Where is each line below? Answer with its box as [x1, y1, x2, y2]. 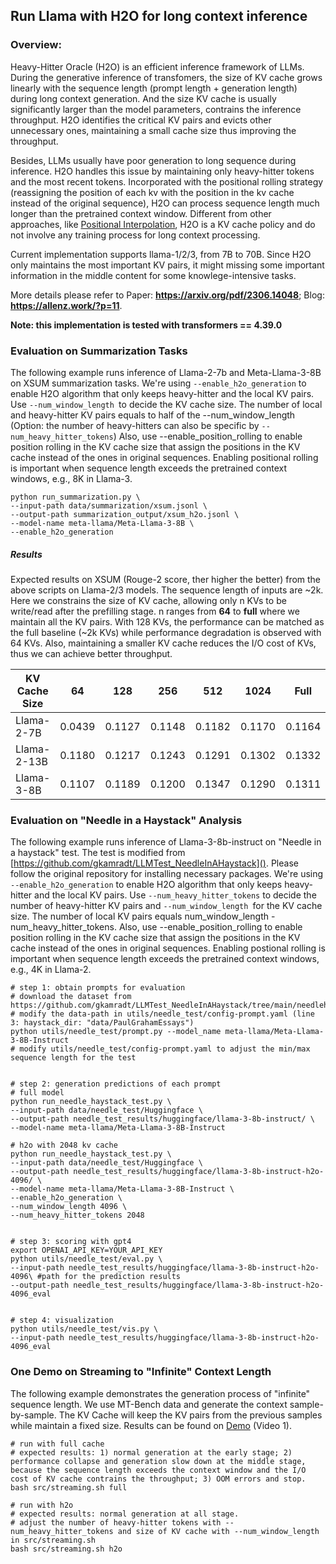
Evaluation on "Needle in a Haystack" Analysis [10, 813, 243, 827]
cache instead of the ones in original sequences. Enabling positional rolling [10, 451, 319, 463]
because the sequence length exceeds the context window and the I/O [10, 1465, 307, 1475]
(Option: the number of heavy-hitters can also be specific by [10, 419, 260, 431]
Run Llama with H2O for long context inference [10, 8, 308, 25]
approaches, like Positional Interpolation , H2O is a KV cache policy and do [10, 218, 316, 230]
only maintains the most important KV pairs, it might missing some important [10, 259, 325, 271]
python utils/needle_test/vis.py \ [10, 1324, 159, 1334]
